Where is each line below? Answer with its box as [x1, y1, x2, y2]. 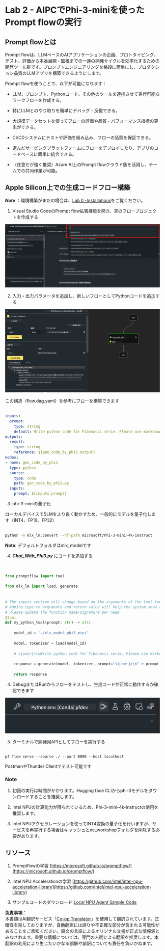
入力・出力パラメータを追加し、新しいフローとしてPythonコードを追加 [12, 293, 156, 299]
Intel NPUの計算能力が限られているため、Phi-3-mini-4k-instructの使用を [12, 804, 159, 810]
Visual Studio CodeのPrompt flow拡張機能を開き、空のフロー [12, 208, 136, 214]
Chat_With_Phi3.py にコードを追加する [12, 553, 93, 559]
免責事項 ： [5, 909, 27, 916]
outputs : [5, 434, 23, 439]
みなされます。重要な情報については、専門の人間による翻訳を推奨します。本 [5, 934, 159, 940]
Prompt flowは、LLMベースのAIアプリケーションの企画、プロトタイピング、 [5, 52, 158, 57]
